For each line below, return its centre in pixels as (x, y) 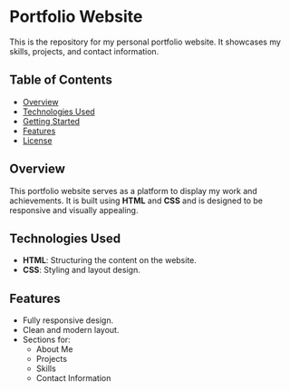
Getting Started (51, 121)
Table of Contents (61, 80)
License (37, 140)
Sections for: (46, 340)
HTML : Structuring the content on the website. (110, 260)
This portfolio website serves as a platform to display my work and (134, 191)
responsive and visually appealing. (74, 210)
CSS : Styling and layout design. (81, 270)
